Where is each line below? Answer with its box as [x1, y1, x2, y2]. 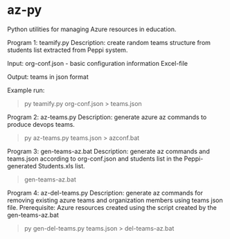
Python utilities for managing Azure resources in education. [7, 25, 177, 33]
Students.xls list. [37, 161, 85, 170]
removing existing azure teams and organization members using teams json [7, 196, 223, 204]
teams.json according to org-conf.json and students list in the [7, 154, 183, 163]
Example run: [7, 86, 45, 94]
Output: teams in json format [7, 72, 89, 81]
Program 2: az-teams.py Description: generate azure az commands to [7, 113, 207, 121]
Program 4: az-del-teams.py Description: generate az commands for [7, 188, 203, 197]
